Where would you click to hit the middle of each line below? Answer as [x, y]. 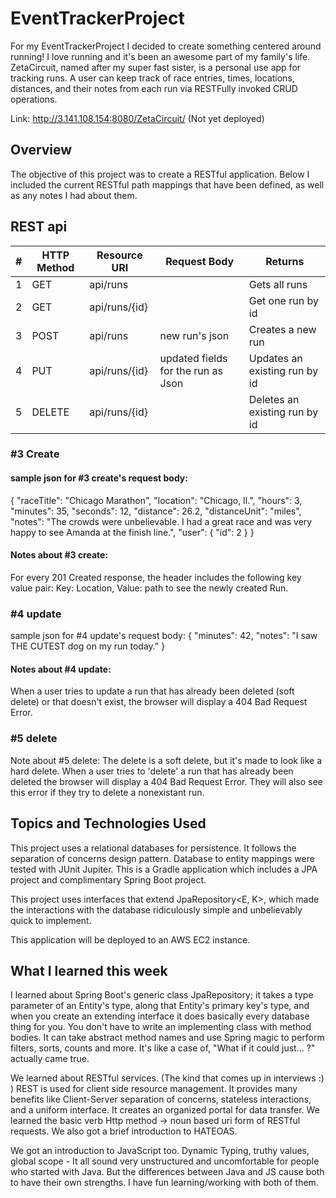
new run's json [194, 335]
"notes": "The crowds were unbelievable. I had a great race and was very [161, 521]
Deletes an [274, 399]
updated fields [193, 358]
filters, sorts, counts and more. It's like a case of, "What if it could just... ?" [163, 1048]
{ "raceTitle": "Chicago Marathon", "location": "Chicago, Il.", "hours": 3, [156, 500]
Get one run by [283, 300]
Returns [285, 261]
